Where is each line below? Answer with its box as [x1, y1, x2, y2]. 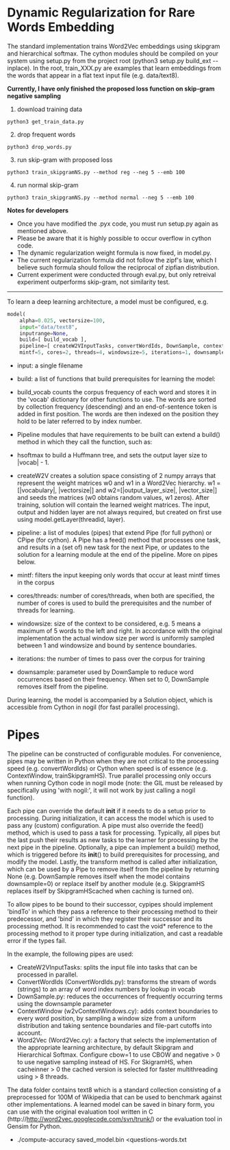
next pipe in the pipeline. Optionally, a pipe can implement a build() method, [7, 843, 220, 851]
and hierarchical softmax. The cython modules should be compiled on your [7, 49, 219, 58]
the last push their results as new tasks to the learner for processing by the [7, 836, 219, 844]
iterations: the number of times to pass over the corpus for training [16, 655, 205, 663]
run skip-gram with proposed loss [16, 156, 113, 164]
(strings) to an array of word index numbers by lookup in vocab [16, 985, 196, 993]
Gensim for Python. [7, 1123, 62, 1130]
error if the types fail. [7, 937, 67, 944]
